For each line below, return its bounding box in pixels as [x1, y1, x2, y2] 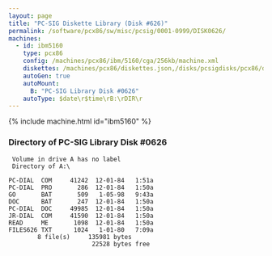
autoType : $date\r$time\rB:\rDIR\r [23, 94, 143, 103]
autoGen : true [23, 72, 70, 80]
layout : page [8, 11, 53, 20]
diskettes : [23, 65, 60, 73]
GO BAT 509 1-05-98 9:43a [8, 191, 154, 199]
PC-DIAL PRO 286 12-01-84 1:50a [8, 183, 154, 191]
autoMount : [23, 79, 60, 87]
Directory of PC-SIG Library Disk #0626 [8, 136, 168, 148]
